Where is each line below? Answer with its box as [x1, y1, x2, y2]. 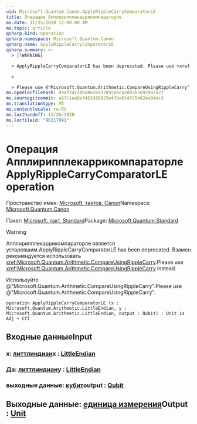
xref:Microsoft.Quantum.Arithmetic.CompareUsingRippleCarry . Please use [6, 259, 184, 266]
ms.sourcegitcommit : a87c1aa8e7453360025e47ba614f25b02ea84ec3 [6, 95, 164, 101]
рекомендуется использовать [6, 253, 81, 260]
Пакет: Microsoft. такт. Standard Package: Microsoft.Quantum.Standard [6, 217, 179, 224]
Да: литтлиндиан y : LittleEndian [6, 365, 101, 373]
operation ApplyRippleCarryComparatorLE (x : [6, 300, 119, 306]
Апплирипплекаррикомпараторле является [6, 240, 116, 247]
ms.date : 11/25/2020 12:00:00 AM [6, 19, 88, 25]
